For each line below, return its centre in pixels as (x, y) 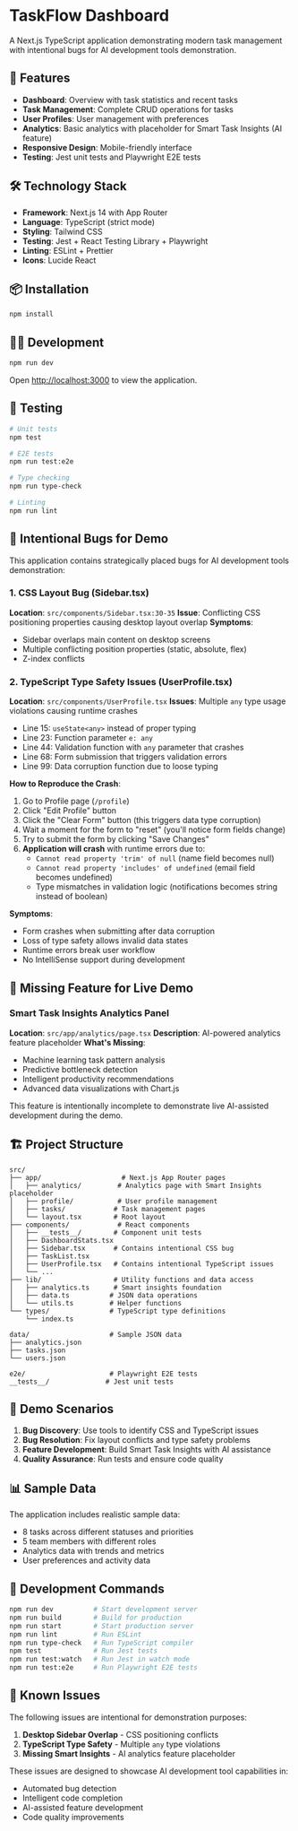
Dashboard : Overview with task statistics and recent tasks (130, 100)
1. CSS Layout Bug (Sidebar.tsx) (79, 593)
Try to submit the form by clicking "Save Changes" (116, 839)
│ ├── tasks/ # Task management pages (107, 1209)
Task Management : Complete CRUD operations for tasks (128, 109)
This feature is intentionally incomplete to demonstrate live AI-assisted (139, 1106)
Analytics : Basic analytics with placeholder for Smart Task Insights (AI (152, 128)
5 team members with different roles (89, 1541)
